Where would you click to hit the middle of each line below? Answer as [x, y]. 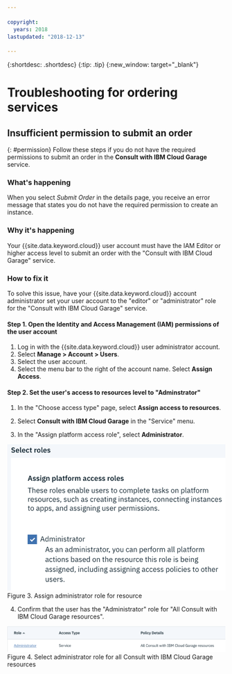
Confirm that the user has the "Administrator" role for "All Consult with [117, 609]
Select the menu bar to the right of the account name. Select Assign [115, 369]
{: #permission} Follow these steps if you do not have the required [101, 150]
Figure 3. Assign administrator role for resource [75, 596]
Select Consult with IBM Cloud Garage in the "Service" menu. [106, 421]
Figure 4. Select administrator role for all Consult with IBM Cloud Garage [110, 657]
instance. [20, 213]
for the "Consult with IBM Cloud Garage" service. [77, 309]
